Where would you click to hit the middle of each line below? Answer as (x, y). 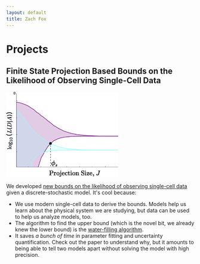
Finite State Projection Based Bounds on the (90, 71)
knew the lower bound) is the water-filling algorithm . (79, 229)
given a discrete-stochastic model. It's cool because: (71, 192)
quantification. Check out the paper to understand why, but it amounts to (104, 242)
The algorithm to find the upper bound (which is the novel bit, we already (104, 223)
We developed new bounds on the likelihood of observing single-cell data (97, 186)
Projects (27, 49)
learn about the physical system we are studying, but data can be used (102, 210)
